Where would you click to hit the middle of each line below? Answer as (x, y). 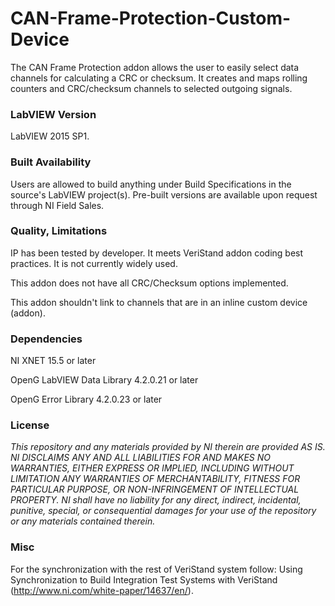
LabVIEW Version (53, 114)
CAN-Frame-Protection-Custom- (151, 18)
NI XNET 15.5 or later (53, 361)
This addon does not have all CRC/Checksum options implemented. (149, 283)
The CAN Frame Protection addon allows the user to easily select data (155, 67)
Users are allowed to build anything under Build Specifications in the (151, 184)
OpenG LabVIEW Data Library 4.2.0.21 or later (104, 380)
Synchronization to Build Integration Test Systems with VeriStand (144, 579)
